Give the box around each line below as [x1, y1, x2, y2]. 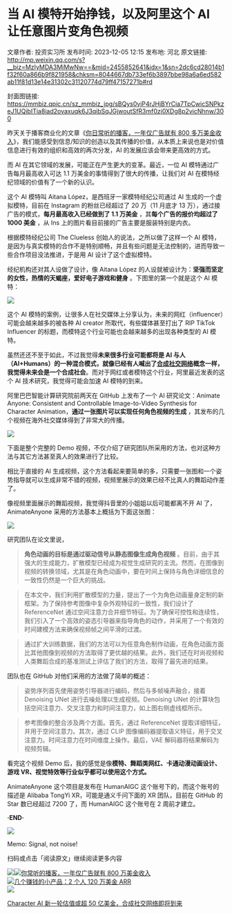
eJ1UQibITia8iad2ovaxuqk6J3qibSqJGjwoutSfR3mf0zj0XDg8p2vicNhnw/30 [7, 106, 224, 115]
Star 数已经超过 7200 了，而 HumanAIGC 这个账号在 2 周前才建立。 [7, 799, 200, 808]
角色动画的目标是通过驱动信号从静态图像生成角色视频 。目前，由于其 [23, 550, 220, 558]
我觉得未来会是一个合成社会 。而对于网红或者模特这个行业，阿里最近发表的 [7, 368, 219, 376]
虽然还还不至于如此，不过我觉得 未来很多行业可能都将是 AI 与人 [7, 351, 186, 359]
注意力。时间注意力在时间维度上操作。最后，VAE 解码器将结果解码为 [23, 736, 220, 744]
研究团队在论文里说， [7, 535, 68, 543]
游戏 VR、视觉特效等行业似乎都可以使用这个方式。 [7, 767, 151, 776]
